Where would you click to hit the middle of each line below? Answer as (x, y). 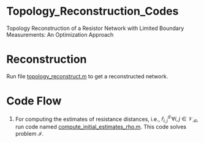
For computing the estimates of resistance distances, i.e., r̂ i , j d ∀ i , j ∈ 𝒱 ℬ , (107, 119)
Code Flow (34, 101)
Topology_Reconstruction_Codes (93, 11)
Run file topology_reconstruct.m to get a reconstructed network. (87, 76)
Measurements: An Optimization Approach (60, 34)
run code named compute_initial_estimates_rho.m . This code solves (101, 127)
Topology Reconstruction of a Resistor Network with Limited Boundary (95, 28)
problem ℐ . (29, 134)
